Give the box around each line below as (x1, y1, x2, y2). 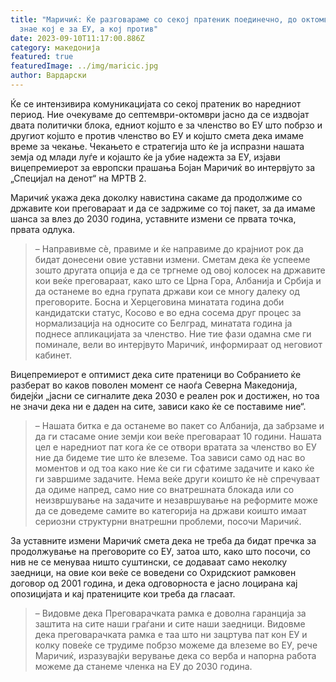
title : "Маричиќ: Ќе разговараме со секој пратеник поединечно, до (10, 14, 298, 25)
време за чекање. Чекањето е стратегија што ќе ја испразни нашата (10, 140, 305, 152)
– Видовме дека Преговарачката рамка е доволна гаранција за (34, 607, 307, 619)
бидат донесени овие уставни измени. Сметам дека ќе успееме (34, 253, 311, 265)
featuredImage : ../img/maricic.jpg (10, 61, 159, 71)
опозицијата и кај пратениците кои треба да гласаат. (10, 587, 236, 600)
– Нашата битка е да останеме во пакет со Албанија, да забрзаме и (34, 419, 325, 431)
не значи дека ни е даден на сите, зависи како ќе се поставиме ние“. (10, 400, 307, 412)
